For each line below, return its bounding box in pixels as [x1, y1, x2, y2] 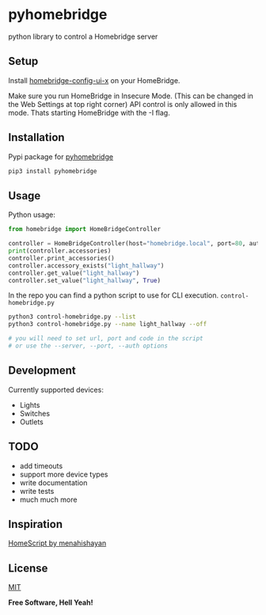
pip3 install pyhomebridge [8, 167, 97, 175]
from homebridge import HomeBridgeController [8, 226, 161, 233]
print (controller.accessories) [8, 247, 112, 255]
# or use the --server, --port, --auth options [8, 342, 169, 350]
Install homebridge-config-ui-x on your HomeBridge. [8, 75, 180, 85]
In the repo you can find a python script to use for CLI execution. [8, 290, 219, 300]
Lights [19, 400, 40, 409]
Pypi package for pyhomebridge [8, 152, 113, 161]
